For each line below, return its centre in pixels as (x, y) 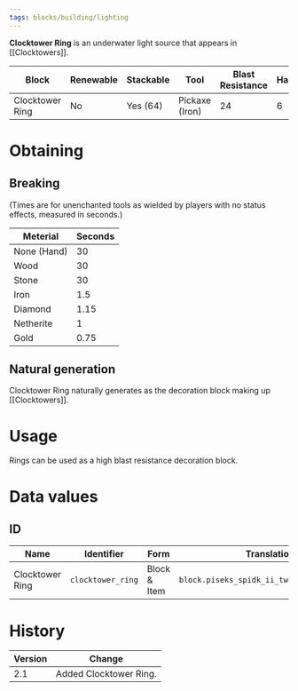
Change (106, 659)
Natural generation (63, 369)
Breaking (35, 183)
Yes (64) (145, 106)
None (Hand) (41, 251)
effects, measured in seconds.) (66, 214)
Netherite (33, 323)
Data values (54, 496)
